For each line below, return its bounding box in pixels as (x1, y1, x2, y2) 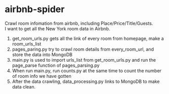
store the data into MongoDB (12, 52, 73, 58)
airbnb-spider (5, 4, 65, 15)
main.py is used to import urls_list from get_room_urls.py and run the (12, 57, 156, 63)
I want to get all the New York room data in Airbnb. (5, 25, 110, 31)
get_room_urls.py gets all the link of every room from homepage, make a (12, 35, 164, 41)
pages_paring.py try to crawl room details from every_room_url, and (12, 46, 154, 52)
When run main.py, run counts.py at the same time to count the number (12, 67, 162, 74)
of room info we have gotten (12, 73, 72, 79)
